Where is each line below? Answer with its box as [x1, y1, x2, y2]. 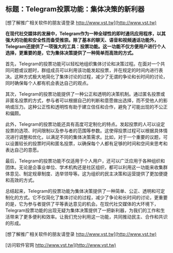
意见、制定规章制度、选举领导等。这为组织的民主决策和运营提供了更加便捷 [9, 170, 168, 176]
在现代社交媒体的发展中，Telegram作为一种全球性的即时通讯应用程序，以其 [5, 30, 166, 37]
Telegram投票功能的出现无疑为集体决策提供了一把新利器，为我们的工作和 [5, 207, 161, 213]
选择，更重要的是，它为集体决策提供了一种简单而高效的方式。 [5, 49, 136, 56]
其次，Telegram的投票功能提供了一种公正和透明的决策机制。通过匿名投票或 [5, 91, 165, 97]
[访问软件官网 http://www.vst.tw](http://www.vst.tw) [5, 242, 116, 248]
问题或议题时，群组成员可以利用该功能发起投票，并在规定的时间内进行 [9, 67, 159, 73]
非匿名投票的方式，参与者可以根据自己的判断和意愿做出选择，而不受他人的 [5, 97, 163, 103]
